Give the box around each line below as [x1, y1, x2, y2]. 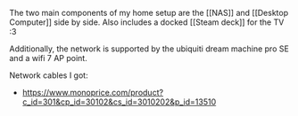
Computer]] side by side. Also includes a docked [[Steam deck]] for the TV [9, 17, 285, 27]
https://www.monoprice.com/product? [21, 88, 163, 97]
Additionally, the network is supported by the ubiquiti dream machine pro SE [9, 43, 290, 54]
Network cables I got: [9, 70, 88, 81]
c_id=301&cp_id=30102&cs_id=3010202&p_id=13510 [21, 97, 217, 107]
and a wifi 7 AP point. [9, 53, 87, 63]
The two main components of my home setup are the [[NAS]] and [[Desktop [9, 8, 289, 18]
